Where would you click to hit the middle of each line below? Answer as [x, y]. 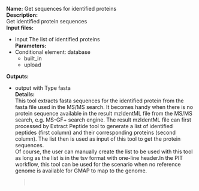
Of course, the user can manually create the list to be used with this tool [104, 151]
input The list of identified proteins [57, 39]
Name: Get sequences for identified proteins [61, 9]
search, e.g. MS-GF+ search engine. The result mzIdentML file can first [103, 120]
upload [32, 65]
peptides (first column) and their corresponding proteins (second [95, 132]
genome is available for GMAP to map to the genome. [81, 171]
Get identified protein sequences [47, 21]
